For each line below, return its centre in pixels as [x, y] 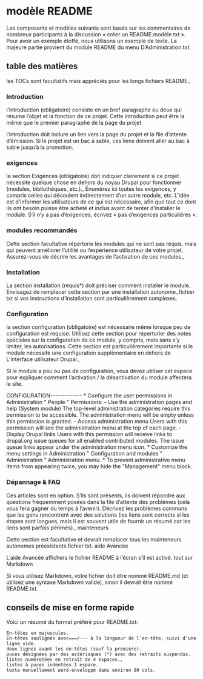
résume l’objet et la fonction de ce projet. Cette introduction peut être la [95, 116]
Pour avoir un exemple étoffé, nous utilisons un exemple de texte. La [92, 41]
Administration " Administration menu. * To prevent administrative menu [96, 460]
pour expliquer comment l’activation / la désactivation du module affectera [99, 377]
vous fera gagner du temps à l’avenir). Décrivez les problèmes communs [97, 508]
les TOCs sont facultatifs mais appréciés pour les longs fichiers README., [98, 81]
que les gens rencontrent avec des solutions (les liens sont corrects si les [98, 515]
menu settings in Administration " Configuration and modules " [85, 454]
